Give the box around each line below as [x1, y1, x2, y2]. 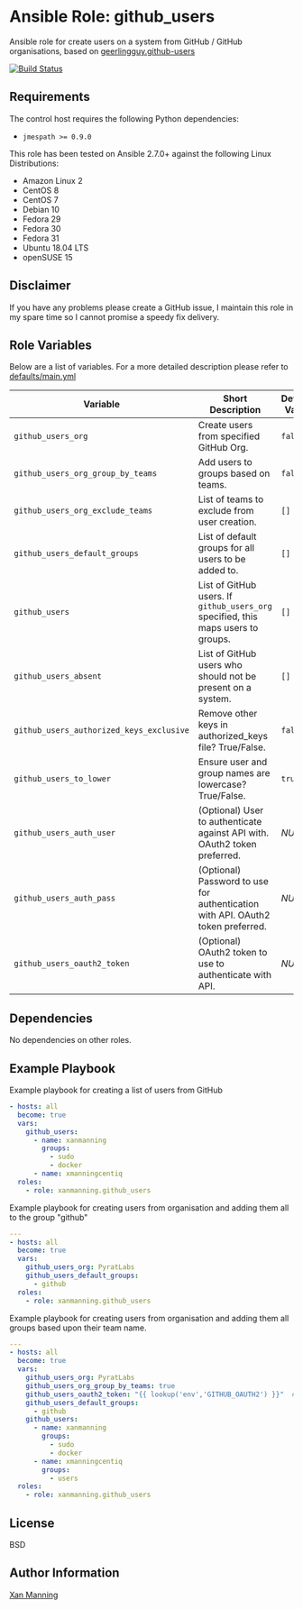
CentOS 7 [22, 194, 59, 205]
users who [197, 659, 243, 672]
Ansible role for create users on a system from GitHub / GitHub [9, 36, 243, 47]
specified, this [197, 610, 259, 623]
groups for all [197, 542, 255, 554]
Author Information [9, 1566, 120, 1581]
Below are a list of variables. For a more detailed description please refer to [9, 361, 289, 372]
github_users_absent [14, 672, 102, 681]
